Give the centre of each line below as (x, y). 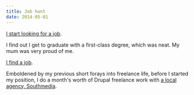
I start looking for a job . (34, 33)
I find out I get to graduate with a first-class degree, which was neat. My (93, 45)
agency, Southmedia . (32, 86)
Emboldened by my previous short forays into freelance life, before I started (97, 73)
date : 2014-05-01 (27, 17)
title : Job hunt (26, 11)
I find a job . (20, 62)
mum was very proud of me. (40, 51)
